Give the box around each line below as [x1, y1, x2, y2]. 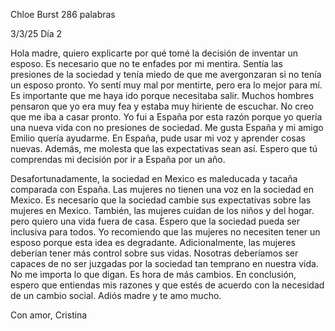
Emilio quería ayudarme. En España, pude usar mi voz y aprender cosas [10, 132, 307, 144]
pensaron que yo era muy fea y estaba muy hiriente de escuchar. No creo [10, 100, 314, 112]
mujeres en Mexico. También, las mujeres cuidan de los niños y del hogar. [10, 205, 315, 216]
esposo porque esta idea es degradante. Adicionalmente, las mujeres [10, 237, 296, 248]
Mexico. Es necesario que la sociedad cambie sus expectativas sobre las [10, 194, 312, 206]
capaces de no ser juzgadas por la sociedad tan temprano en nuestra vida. [10, 258, 319, 269]
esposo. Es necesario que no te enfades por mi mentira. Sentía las [10, 58, 283, 69]
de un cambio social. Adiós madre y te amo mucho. [10, 290, 222, 301]
